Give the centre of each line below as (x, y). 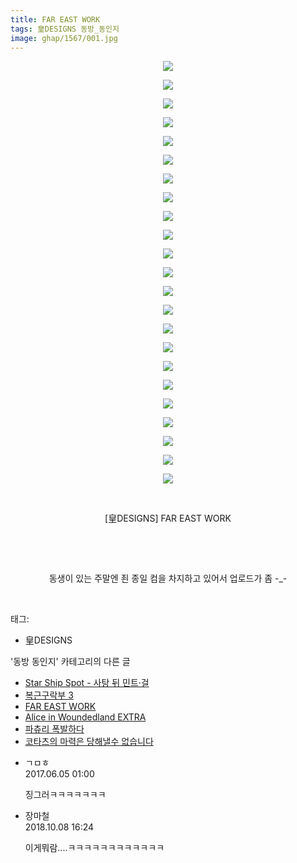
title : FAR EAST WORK (55, 19)
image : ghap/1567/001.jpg (64, 38)
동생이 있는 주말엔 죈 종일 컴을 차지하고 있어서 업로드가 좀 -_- (168, 578)
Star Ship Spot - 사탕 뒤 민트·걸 (87, 683)
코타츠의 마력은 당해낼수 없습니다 (89, 742)
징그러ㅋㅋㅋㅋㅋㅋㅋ (65, 795)
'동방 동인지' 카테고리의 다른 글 (70, 662)
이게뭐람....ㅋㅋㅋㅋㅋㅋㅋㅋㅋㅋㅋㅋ (94, 848)
